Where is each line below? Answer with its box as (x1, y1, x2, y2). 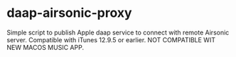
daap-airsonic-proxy (6, 5, 132, 21)
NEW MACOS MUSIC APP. (6, 43, 85, 51)
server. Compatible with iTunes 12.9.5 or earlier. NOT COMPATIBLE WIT (6, 35, 216, 44)
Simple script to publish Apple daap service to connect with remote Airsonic (6, 28, 230, 37)
